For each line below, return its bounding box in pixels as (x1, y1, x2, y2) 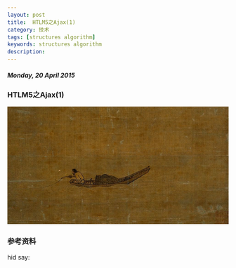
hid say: (7, 253, 30, 261)
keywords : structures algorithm (7, 41, 102, 48)
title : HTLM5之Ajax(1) (7, 18, 76, 26)
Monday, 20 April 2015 (7, 71, 75, 79)
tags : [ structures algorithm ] (7, 34, 96, 41)
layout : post (7, 11, 46, 18)
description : (7, 48, 46, 55)
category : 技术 (7, 26, 50, 33)
